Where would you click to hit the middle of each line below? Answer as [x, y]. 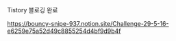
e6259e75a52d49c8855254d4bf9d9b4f [64, 31]
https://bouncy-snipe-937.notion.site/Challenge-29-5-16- [88, 24]
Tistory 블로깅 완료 [33, 10]
